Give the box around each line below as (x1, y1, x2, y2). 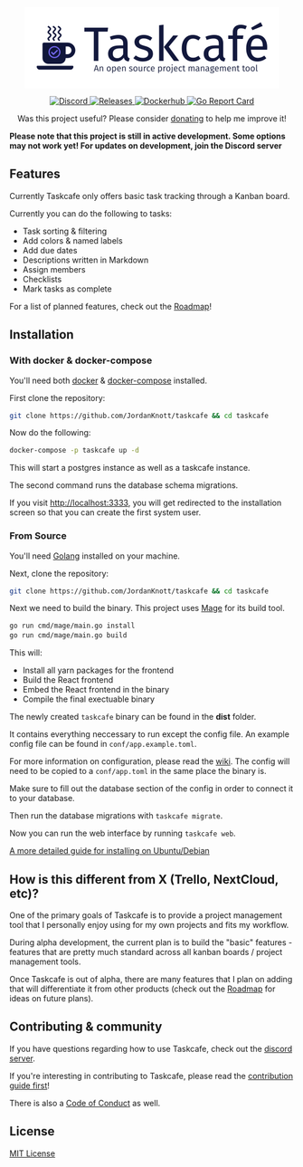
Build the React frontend (22, 674, 114, 685)
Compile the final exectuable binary (22, 694, 156, 704)
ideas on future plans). (9, 992, 94, 1003)
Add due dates (22, 244, 78, 255)
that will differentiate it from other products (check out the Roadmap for (9, 983, 276, 994)
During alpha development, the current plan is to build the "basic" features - (9, 936, 292, 948)
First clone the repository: (9, 392, 106, 403)
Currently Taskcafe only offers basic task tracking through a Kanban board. (9, 190, 290, 201)
